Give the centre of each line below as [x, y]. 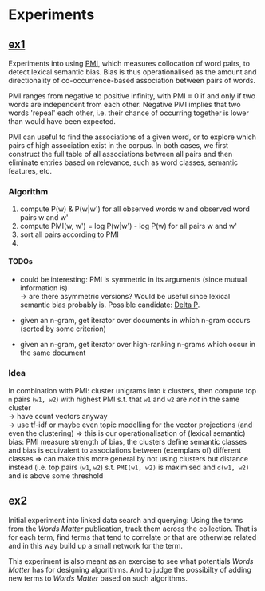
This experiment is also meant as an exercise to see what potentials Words [131, 561]
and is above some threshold [56, 475]
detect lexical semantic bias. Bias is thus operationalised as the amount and [132, 72]
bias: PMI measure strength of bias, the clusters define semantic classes [128, 441]
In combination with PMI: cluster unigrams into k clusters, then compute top [132, 390]
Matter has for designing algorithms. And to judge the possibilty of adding [130, 569]
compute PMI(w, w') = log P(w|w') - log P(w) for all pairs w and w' [129, 226]
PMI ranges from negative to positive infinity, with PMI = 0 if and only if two [132, 96]
